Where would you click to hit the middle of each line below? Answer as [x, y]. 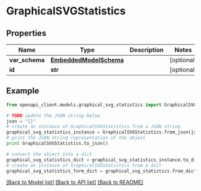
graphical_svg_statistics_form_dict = [54, 171]
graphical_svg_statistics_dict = [48, 160]
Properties [26, 33]
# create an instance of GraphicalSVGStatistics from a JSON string [93, 127]
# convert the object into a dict [49, 154]
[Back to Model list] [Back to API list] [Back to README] [75, 182]
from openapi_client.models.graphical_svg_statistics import [84, 105]
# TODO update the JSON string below [53, 116]
